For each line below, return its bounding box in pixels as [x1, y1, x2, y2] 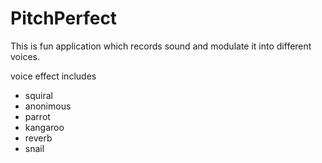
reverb [24, 132, 53, 144]
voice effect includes [10, 70, 97, 82]
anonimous [24, 100, 72, 112]
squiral [24, 89, 53, 101]
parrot [24, 110, 51, 122]
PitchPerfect [10, 7, 118, 30]
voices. [10, 50, 40, 62]
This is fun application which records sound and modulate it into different [10, 40, 312, 52]
